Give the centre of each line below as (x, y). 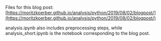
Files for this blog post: (29, 7)
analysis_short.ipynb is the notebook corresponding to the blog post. (78, 33)
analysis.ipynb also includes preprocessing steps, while (64, 28)
